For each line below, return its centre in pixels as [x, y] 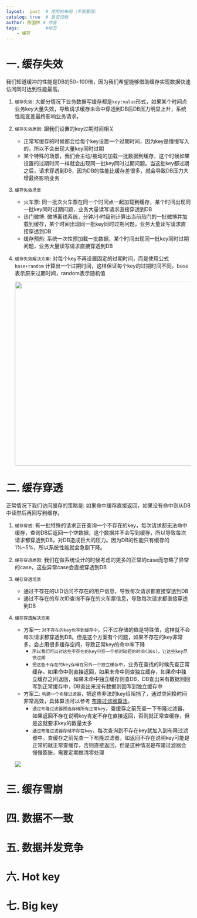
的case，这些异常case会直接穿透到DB [61, 567]
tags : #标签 [32, 28]
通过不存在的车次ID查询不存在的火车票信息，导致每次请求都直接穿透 [106, 598]
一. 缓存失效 [35, 64]
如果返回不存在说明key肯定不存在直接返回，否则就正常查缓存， [108, 716]
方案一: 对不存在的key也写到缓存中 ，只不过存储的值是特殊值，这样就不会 [107, 630]
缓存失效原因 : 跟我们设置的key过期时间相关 [64, 129]
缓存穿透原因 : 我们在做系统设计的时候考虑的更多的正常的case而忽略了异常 [102, 560]
